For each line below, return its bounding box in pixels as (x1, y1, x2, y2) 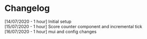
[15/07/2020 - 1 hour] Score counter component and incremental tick (4, 23, 143, 29)
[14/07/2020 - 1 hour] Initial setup (4, 19, 71, 24)
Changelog (4, 3, 50, 14)
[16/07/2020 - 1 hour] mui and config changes (4, 29, 97, 34)
